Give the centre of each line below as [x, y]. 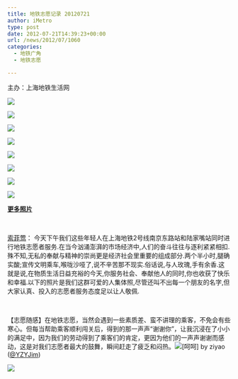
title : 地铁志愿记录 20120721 [49, 14]
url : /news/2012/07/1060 [44, 40]
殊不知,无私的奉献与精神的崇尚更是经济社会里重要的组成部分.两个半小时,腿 [116, 256]
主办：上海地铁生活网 [38, 87]
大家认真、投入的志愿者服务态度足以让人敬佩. [74, 291]
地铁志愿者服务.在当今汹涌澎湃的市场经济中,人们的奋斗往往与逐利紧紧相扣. [121, 246]
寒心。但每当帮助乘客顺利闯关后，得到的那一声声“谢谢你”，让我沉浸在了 [113, 329]
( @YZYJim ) [24, 354]
